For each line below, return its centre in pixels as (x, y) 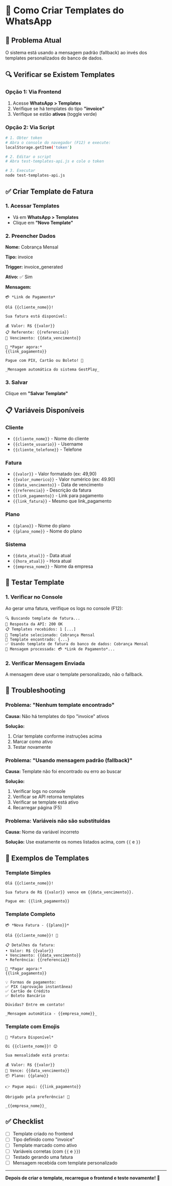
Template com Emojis (33, 1027)
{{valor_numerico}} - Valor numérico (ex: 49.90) (64, 479)
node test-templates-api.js (35, 176)
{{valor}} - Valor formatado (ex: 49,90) (55, 474)
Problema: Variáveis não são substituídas (58, 821)
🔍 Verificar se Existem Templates (60, 75)
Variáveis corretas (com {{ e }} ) (46, 1151)
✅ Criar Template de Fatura (49, 191)
